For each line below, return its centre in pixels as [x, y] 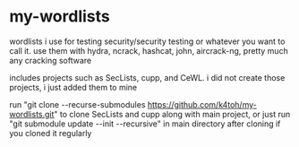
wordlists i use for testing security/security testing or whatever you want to [147, 41]
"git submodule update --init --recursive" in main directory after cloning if [145, 124]
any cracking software [51, 60]
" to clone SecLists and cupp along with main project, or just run [172, 114]
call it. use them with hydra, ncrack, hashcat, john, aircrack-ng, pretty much [149, 50]
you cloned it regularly [51, 133]
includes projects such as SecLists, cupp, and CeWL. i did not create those [147, 77]
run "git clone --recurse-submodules [77, 104]
